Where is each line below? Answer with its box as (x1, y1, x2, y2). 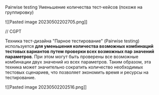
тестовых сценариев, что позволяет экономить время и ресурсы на (5, 69, 149, 75)
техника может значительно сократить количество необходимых (5, 64, 144, 70)
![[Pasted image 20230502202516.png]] (5, 84, 87, 90)
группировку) (5, 9, 34, 15)
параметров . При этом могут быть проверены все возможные (5, 54, 139, 60)
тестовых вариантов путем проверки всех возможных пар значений (5, 49, 154, 54)
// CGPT (5, 29, 22, 34)
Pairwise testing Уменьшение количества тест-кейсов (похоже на (5, 4, 143, 10)
